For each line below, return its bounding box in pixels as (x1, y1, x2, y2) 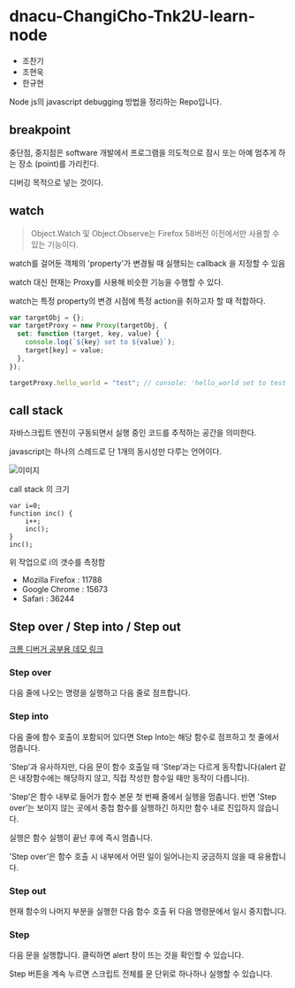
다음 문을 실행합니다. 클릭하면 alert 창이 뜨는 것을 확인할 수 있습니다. (9, 950, 245, 961)
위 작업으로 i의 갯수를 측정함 (9, 557, 106, 567)
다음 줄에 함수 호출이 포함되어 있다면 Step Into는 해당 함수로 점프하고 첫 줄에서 (9, 731, 280, 742)
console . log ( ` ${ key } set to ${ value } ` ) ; (25, 338, 176, 347)
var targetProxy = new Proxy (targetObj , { (9, 321, 168, 330)
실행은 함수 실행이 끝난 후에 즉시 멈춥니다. (9, 832, 153, 843)
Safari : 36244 (21, 593, 75, 604)
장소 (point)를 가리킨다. (18, 158, 100, 169)
